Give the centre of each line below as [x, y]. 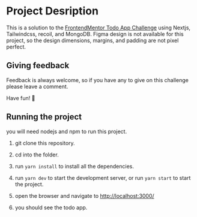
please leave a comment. [37, 86]
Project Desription [53, 11]
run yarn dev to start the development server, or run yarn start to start [103, 177]
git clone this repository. [45, 143]
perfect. [16, 47]
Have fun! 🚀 [21, 98]
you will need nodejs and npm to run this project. [67, 131]
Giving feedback [38, 66]
